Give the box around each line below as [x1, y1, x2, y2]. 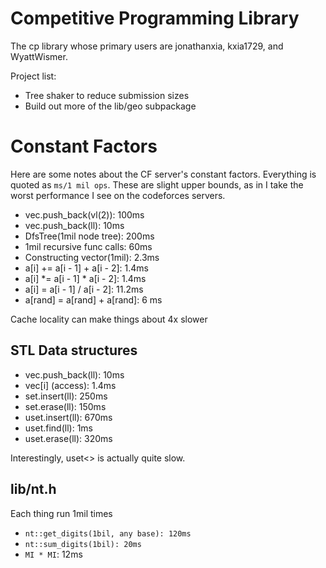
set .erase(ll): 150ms [24, 400, 107, 412]
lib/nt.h [10, 481, 57, 498]
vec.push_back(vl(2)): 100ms [24, 208, 145, 221]
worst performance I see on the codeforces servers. [10, 189, 226, 201]
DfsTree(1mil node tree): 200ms [24, 230, 155, 242]
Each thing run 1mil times [10, 507, 113, 519]
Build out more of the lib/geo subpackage [24, 100, 197, 112]
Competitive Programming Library [10, 7, 300, 30]
